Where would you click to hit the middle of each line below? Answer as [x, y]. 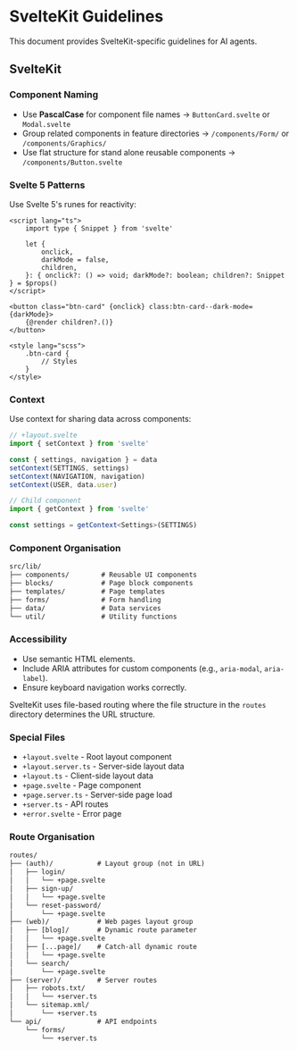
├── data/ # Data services [86, 608]
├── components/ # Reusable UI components [103, 575]
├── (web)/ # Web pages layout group [101, 922]
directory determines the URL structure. [82, 714]
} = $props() [33, 283]
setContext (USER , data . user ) [63, 484]
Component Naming [54, 95]
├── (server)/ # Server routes [83, 980]
